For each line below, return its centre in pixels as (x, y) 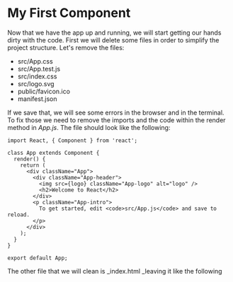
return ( (33, 165)
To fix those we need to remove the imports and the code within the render (116, 120)
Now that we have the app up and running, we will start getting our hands (114, 33)
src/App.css (35, 61)
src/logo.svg (36, 83)
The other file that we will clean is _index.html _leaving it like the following (115, 271)
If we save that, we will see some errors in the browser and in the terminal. (116, 112)
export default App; (38, 258)
